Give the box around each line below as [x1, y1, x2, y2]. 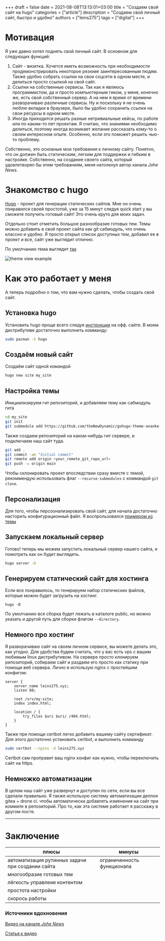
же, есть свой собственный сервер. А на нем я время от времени [12, 94, 152, 100]
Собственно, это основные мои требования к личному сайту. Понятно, [5, 146, 155, 152]
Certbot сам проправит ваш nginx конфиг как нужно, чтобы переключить [5, 755, 159, 761]
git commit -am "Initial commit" [5, 452, 74, 457]
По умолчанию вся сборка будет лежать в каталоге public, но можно [5, 611, 151, 617]
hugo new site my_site [5, 373, 52, 378]
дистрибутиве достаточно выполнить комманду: [5, 327, 108, 333]
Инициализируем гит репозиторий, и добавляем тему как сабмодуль [5, 400, 151, 405]
